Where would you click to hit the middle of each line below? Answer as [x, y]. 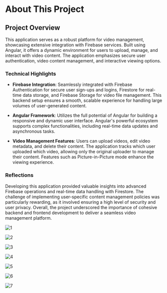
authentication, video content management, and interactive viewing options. [83, 61]
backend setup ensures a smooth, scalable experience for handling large [87, 100]
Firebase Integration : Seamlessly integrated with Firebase [72, 85]
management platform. [29, 218]
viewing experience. [33, 162]
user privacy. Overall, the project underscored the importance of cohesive [81, 207]
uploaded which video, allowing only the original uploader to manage [83, 152]
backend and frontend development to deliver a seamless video [71, 213]
